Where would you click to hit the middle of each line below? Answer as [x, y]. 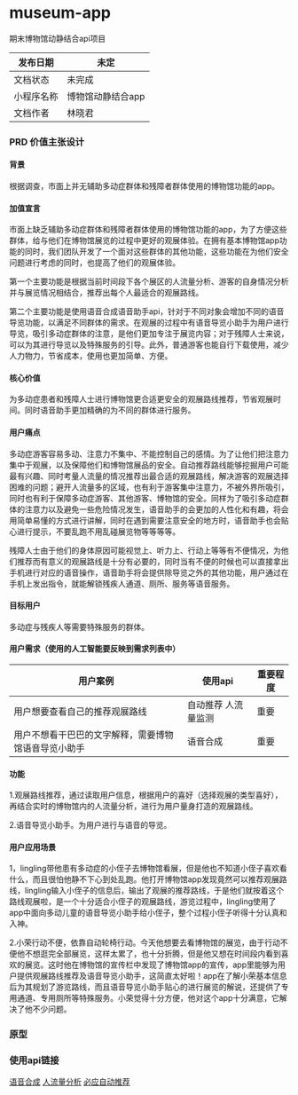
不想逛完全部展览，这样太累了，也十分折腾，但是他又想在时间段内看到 [153, 954]
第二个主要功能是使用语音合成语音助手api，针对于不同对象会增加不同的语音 [147, 311]
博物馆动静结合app [106, 96]
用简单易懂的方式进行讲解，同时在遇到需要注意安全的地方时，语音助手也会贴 [149, 520]
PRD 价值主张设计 [47, 142]
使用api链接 [34, 1060]
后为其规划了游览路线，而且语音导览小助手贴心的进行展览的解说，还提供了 [145, 987]
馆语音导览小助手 [50, 748]
